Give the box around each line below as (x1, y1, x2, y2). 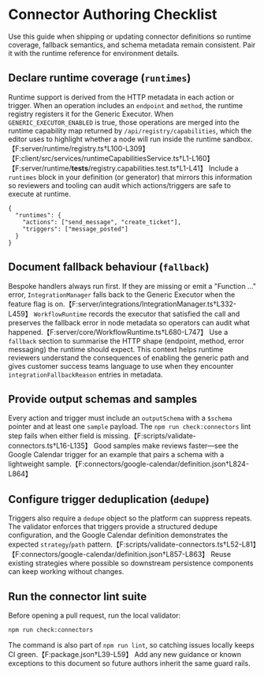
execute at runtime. (8, 189, 71, 198)
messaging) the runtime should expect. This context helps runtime (8, 344, 224, 354)
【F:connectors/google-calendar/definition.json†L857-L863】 (8, 550, 210, 559)
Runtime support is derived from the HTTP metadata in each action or (8, 92, 235, 102)
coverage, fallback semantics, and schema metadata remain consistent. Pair (8, 39, 256, 49)
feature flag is (8, 299, 54, 309)
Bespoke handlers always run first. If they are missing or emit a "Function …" (8, 281, 257, 291)
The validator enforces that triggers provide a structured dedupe (8, 522, 218, 531)
